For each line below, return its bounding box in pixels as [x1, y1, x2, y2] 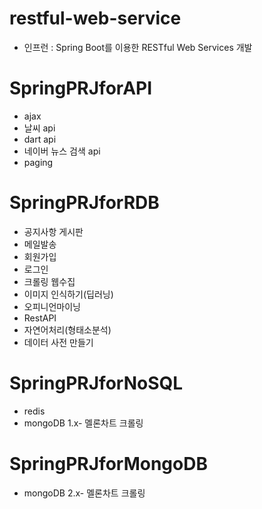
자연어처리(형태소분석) [23, 323, 112, 336]
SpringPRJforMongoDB [9, 452, 208, 475]
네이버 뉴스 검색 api [23, 145, 101, 157]
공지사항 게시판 [23, 225, 84, 237]
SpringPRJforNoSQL [9, 372, 184, 394]
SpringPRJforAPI [9, 77, 153, 100]
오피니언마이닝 [23, 300, 81, 312]
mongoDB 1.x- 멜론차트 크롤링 [23, 417, 144, 429]
